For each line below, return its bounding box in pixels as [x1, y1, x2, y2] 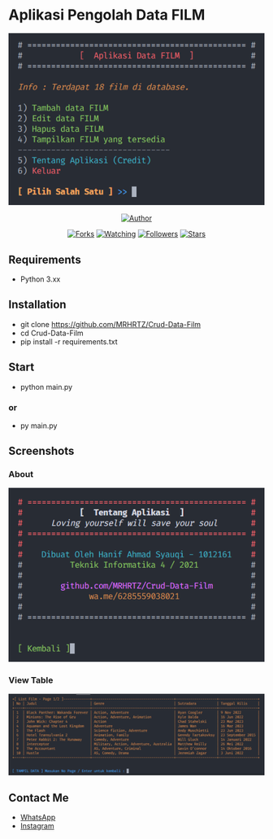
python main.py [19, 382, 73, 391]
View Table [8, 675, 54, 686]
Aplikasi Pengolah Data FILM [8, 6, 206, 24]
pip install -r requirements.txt [19, 336, 118, 347]
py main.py [19, 421, 58, 430]
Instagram [19, 821, 54, 831]
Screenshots [8, 444, 75, 458]
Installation [8, 298, 67, 312]
